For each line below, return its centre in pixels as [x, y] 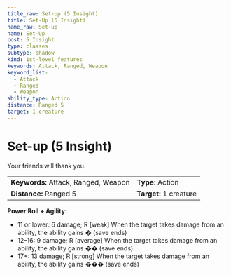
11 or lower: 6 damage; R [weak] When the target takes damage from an [120, 224]
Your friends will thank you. [47, 166]
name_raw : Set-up [33, 27]
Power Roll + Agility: [37, 210]
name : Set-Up [26, 33]
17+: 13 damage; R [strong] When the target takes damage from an [113, 256]
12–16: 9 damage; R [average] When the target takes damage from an [117, 240]
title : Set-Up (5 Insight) [47, 20]
